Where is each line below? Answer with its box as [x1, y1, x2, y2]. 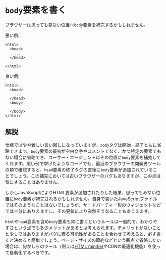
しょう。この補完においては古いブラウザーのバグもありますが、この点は [13, 173, 161, 178]
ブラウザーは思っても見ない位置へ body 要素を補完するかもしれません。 [5, 22, 148, 28]
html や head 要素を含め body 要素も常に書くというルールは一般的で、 [5, 218, 140, 224]
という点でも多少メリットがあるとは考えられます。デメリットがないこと [13, 224, 161, 230]
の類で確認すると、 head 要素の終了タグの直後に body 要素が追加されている [5, 167, 153, 173]
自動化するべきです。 [9, 249, 53, 255]
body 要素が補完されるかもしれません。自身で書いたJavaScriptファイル [14, 196, 158, 202]
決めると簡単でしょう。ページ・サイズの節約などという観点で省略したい [13, 237, 161, 243]
